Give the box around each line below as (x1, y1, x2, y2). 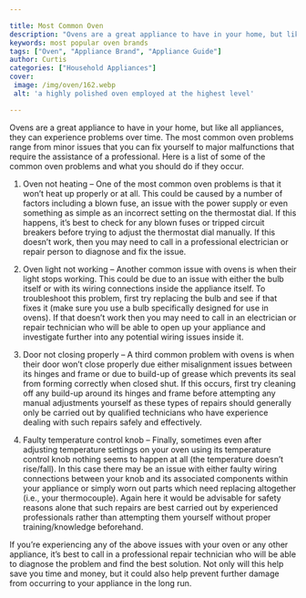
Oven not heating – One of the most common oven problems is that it (22, 178, 282, 189)
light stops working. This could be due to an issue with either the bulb (22, 273, 284, 284)
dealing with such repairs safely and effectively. (22, 416, 202, 428)
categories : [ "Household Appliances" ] (9, 64, 157, 73)
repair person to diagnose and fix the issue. (22, 246, 187, 257)
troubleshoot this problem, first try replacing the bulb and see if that (22, 292, 278, 303)
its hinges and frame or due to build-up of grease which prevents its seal (22, 368, 296, 379)
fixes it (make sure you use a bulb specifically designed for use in (22, 302, 269, 313)
